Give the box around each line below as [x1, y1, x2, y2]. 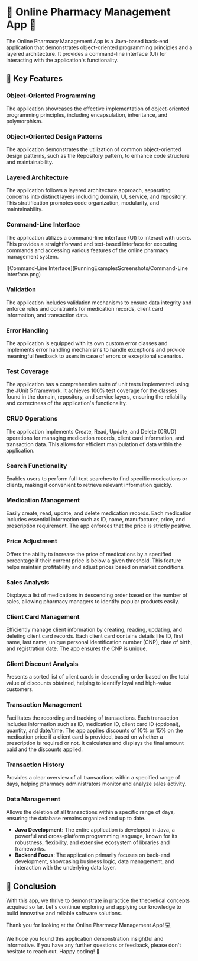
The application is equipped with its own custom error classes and [6, 340, 168, 347]
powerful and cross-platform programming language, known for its [14, 833, 178, 840]
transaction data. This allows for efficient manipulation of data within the [6, 440, 182, 447]
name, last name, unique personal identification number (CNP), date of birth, [6, 639, 193, 646]
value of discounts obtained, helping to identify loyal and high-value [6, 679, 172, 687]
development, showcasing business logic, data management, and [14, 858, 174, 865]
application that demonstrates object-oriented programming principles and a [6, 44, 193, 51]
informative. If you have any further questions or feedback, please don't [6, 941, 181, 949]
